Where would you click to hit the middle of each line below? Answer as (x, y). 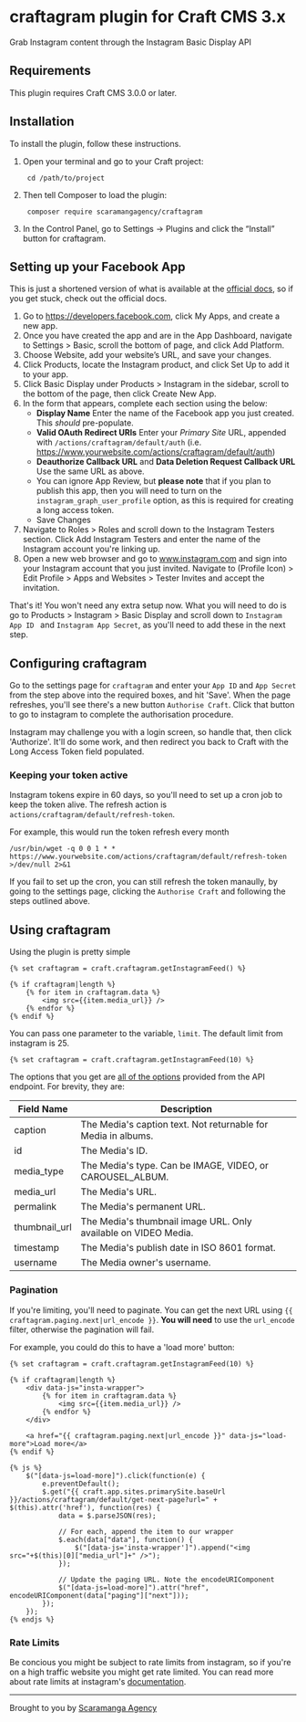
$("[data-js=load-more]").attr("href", (133, 1587)
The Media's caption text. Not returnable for (174, 1125)
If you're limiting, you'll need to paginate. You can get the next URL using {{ (151, 1310)
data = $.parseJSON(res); (107, 1516)
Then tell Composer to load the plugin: (94, 194)
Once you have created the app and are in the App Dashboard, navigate (158, 336)
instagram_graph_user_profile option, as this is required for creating (165, 500)
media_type (39, 1171)
